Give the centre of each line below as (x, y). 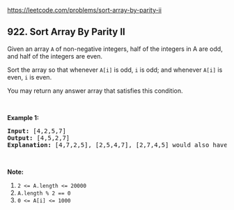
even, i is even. (30, 77)
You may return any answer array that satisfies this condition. (95, 91)
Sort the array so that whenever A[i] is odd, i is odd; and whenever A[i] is (115, 70)
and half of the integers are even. (55, 56)
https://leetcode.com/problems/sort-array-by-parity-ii (85, 10)
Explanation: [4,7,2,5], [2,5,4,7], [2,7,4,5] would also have (117, 145)
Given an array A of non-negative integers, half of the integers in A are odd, (115, 49)
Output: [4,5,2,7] (39, 138)
